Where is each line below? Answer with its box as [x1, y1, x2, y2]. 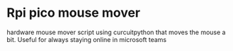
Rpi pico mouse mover [6, 5, 141, 21]
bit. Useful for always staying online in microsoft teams [6, 35, 167, 43]
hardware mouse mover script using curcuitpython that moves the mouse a [6, 28, 226, 36]
